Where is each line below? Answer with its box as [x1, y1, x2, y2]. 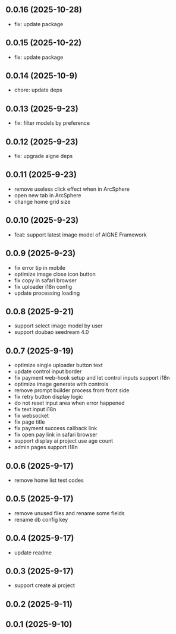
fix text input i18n [14, 406, 56, 413]
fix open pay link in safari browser [14, 431, 98, 439]
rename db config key [14, 516, 68, 523]
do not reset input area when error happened [14, 399, 125, 406]
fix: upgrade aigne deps [14, 153, 73, 160]
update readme [14, 549, 52, 556]
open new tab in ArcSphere [14, 191, 81, 198]
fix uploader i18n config [14, 283, 73, 290]
